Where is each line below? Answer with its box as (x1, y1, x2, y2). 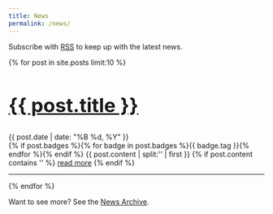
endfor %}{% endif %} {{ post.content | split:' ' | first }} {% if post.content (8, 149, 253, 159)
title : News (8, 11, 49, 20)
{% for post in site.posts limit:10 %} (8, 58, 127, 67)
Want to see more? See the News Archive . (8, 197, 149, 207)
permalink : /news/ (8, 19, 71, 28)
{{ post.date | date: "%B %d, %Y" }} (8, 132, 129, 142)
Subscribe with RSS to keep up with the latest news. (8, 41, 183, 51)
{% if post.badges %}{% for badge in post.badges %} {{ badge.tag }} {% (8, 141, 249, 151)
